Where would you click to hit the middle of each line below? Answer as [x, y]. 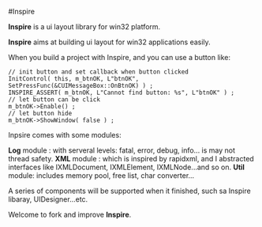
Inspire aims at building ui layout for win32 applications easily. [109, 42]
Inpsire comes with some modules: [65, 135]
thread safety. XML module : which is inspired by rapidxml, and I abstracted [131, 159]
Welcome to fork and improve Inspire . [70, 214]
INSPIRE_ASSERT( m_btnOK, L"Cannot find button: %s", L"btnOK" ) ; [122, 93]
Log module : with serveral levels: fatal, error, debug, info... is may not [122, 150]
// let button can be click [54, 100]
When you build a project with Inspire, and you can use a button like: [120, 57]
